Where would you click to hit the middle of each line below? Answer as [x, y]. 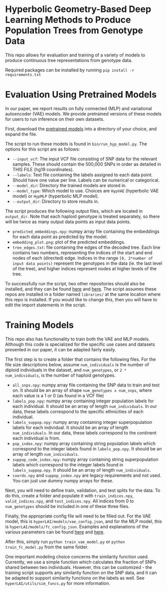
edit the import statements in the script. [46, 305]
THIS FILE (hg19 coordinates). [43, 169]
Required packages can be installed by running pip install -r [70, 70]
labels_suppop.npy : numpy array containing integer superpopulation [82, 422]
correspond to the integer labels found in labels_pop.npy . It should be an [87, 448]
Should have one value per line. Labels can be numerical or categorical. [86, 180]
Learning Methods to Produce [68, 20]
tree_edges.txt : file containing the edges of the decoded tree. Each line [86, 247]
